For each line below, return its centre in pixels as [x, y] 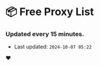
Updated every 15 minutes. [45, 34]
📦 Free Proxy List [50, 12]
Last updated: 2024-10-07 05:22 [53, 47]
